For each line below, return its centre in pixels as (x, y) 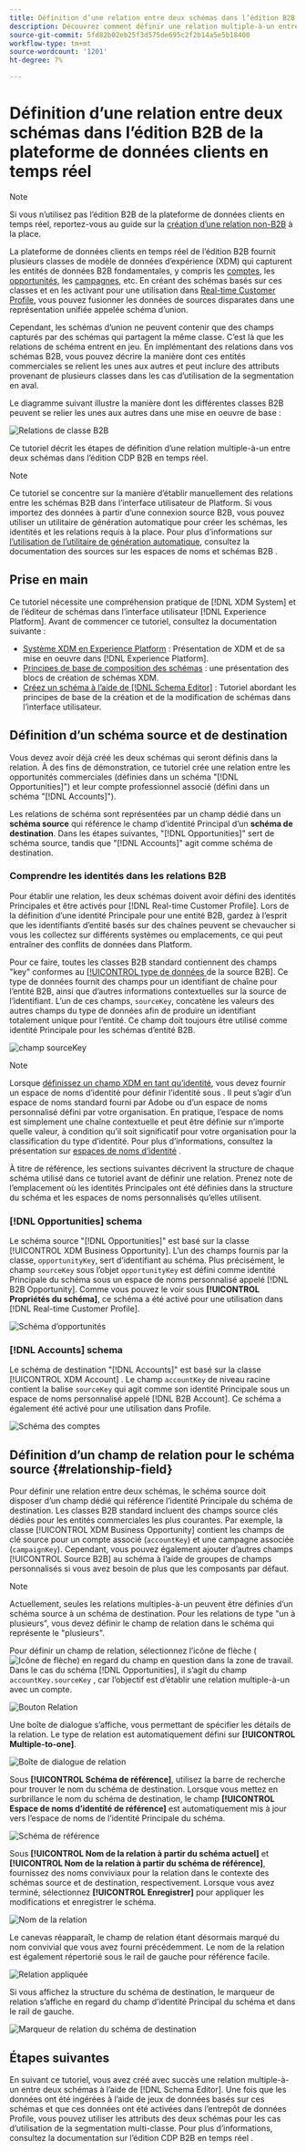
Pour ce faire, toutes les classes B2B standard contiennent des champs (143, 962)
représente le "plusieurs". (57, 1633)
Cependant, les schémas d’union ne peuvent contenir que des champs (142, 327)
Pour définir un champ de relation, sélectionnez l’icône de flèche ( (133, 1650)
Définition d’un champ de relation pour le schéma (152, 1455)
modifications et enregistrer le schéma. (83, 1902)
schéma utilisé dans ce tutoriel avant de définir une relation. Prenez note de (151, 1178)
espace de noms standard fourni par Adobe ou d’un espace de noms (138, 1102)
